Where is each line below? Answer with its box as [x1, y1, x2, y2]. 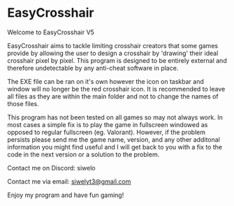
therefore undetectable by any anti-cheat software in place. [7, 64, 179, 72]
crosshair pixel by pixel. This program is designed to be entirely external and [7, 56, 227, 64]
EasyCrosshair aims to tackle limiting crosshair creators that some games [7, 41, 219, 50]
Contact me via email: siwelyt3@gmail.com [7, 177, 131, 186]
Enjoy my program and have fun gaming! [7, 191, 124, 199]
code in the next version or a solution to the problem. [7, 150, 160, 159]
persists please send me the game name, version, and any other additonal [7, 135, 220, 144]
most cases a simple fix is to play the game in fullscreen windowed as [7, 120, 208, 128]
